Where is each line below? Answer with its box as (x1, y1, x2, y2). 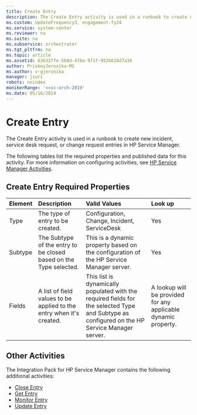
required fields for (86, 294, 135, 302)
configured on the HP (86, 316, 145, 324)
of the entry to (38, 241, 77, 249)
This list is (86, 272, 114, 280)
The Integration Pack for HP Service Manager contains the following (6, 366, 171, 373)
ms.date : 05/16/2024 (6, 90, 57, 96)
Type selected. (38, 263, 79, 271)
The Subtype (38, 233, 74, 241)
